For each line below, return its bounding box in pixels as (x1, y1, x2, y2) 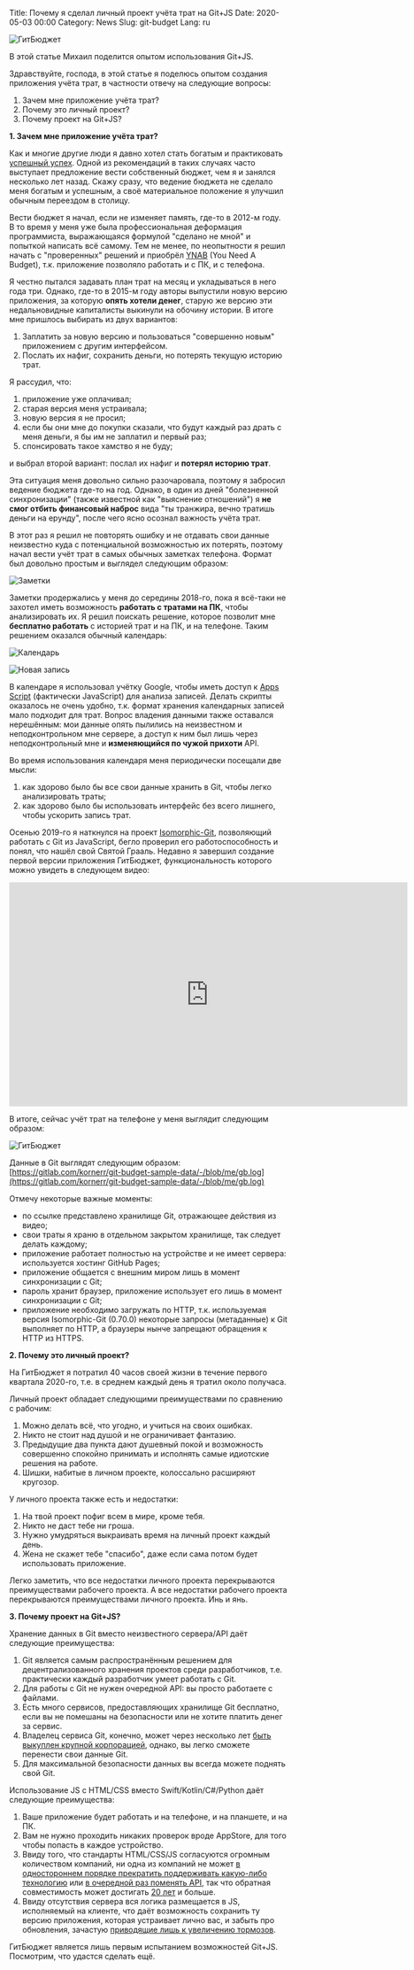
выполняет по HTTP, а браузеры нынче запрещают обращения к (21, 1324, 267, 1333)
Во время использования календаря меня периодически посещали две (9, 755, 282, 765)
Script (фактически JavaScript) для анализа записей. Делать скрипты (9, 691, 272, 701)
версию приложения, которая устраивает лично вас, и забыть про (21, 1915, 275, 1925)
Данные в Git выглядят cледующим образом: (9, 1157, 181, 1168)
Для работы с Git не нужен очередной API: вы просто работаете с (21, 1683, 273, 1694)
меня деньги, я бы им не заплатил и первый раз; (21, 431, 207, 442)
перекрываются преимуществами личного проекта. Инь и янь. (9, 1594, 249, 1604)
